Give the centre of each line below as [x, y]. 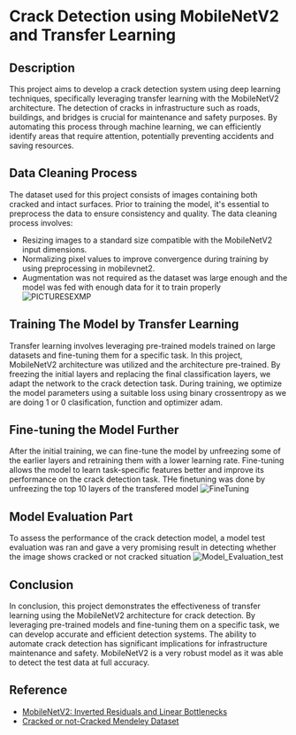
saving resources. [42, 145]
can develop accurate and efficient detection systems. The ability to [133, 634]
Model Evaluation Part [71, 517]
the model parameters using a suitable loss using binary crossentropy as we [148, 392]
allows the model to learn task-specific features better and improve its [137, 470]
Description [42, 68]
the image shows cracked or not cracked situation [100, 557]
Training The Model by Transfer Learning [124, 325]
